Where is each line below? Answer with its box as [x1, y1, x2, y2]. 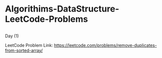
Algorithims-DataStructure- [5, 3, 119, 14]
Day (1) [5, 33, 19, 39]
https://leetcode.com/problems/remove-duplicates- [54, 42, 157, 48]
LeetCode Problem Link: [5, 42, 53, 48]
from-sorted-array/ [5, 47, 43, 53]
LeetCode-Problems [5, 14, 88, 25]
